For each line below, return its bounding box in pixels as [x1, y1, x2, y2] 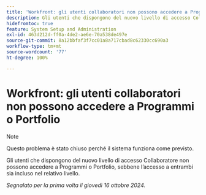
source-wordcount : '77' [6, 49, 67, 55]
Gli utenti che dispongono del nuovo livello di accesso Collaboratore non [6, 156, 189, 164]
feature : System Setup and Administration [6, 26, 116, 32]
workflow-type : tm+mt [6, 44, 62, 50]
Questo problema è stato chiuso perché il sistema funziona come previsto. [6, 145, 194, 152]
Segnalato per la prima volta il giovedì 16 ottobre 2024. [6, 182, 146, 189]
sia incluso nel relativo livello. [6, 169, 80, 177]
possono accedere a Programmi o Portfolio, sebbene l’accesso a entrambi [6, 163, 193, 170]
